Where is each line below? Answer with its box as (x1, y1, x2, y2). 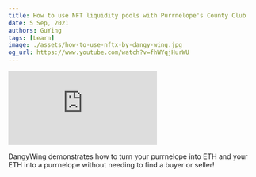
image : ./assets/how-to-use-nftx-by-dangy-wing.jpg (8, 41, 182, 49)
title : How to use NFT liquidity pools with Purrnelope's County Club (8, 11, 246, 20)
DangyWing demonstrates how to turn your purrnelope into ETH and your (8, 152, 248, 161)
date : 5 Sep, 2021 (8, 19, 69, 27)
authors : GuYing (8, 26, 62, 34)
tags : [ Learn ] (8, 33, 55, 42)
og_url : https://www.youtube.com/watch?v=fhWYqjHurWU (8, 48, 190, 56)
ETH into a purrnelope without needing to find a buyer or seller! (8, 160, 216, 169)
